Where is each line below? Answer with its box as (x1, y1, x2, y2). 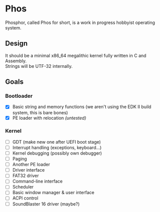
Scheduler (12, 184, 34, 190)
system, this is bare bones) (12, 109, 68, 115)
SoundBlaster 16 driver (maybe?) (12, 201, 80, 207)
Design (5, 39, 28, 48)
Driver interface (12, 167, 45, 173)
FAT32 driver (12, 173, 39, 179)
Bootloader (5, 93, 33, 100)
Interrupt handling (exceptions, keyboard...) (12, 144, 102, 150)
